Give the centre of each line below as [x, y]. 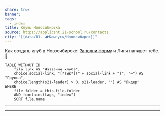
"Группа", [15, 78]
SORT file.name [29, 99]
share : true [17, 10]
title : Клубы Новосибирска [33, 28]
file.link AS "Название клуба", [47, 69]
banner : [13, 14]
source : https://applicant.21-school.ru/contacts [57, 32]
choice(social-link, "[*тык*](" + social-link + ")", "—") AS [79, 73]
